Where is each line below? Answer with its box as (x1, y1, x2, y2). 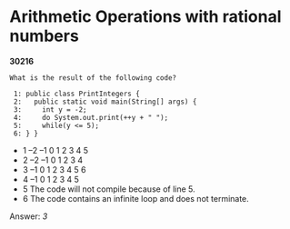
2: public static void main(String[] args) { (13, 97, 197, 106)
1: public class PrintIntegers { (13, 89, 141, 98)
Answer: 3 (9, 211, 48, 222)
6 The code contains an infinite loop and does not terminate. (22, 193, 250, 204)
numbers (9, 25, 79, 46)
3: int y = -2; (13, 105, 88, 114)
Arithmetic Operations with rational (9, 6, 282, 27)
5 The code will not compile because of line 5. (22, 184, 195, 194)
